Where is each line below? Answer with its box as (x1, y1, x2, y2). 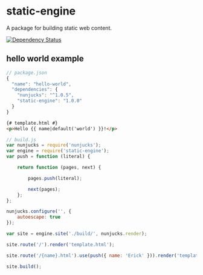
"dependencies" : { (11, 87, 59, 93)
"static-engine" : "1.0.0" (17, 98, 83, 104)
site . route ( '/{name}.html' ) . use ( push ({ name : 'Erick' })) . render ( (6, 253, 177, 259)
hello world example (6, 53, 85, 64)
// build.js (6, 136, 36, 143)
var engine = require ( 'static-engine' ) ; (6, 148, 110, 154)
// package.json (6, 70, 47, 76)
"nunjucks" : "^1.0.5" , (17, 92, 74, 98)
